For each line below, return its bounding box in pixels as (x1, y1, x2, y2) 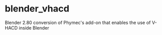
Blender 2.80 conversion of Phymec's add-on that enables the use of (5, 19, 151, 25)
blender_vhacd (5, 3, 70, 14)
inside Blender (18, 24, 49, 30)
